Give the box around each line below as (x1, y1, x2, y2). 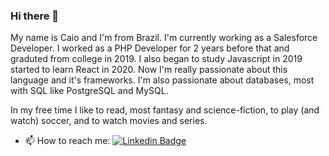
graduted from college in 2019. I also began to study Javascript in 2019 (10, 53, 303, 65)
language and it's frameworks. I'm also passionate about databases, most (10, 74, 315, 86)
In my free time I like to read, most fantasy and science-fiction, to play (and (10, 104, 320, 116)
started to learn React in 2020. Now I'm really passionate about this (10, 64, 288, 76)
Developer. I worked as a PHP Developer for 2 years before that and (10, 42, 290, 54)
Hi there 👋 (10, 9, 60, 23)
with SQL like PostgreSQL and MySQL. (10, 85, 169, 97)
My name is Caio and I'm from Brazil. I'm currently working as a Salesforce (10, 32, 318, 44)
